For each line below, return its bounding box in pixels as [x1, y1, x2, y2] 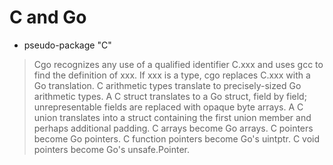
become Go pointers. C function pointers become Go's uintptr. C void [33, 132, 321, 145]
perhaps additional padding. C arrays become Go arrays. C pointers [33, 122, 314, 134]
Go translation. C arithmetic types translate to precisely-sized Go [33, 79, 302, 91]
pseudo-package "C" [23, 39, 112, 51]
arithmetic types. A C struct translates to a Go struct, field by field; [33, 90, 307, 102]
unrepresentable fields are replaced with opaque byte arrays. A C [33, 101, 304, 113]
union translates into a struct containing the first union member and [33, 111, 312, 123]
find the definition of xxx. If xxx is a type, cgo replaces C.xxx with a [33, 69, 311, 81]
